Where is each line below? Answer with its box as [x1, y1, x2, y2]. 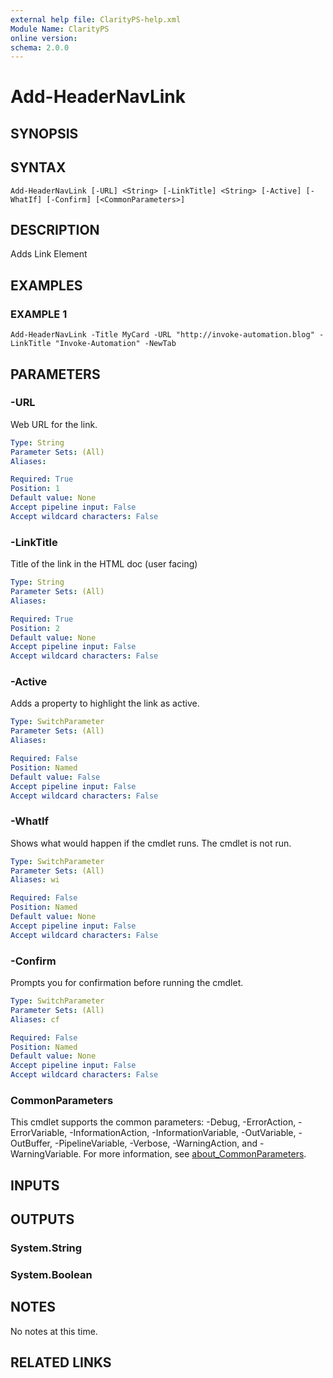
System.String [10, 1241, 83, 1255]
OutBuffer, [10, 1137, 53, 1150]
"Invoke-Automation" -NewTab [54, 339, 177, 349]
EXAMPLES [10, 277, 83, 294]
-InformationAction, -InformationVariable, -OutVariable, [69, 1127, 297, 1139]
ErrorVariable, [10, 1127, 68, 1139]
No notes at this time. [10, 1325, 98, 1337]
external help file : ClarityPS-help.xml [10, 14, 182, 25]
